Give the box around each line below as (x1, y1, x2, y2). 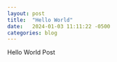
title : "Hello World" (7, 17, 73, 23)
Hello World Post (7, 48, 56, 56)
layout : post (7, 10, 45, 17)
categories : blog (7, 29, 58, 37)
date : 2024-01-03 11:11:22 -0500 (7, 23, 111, 30)
